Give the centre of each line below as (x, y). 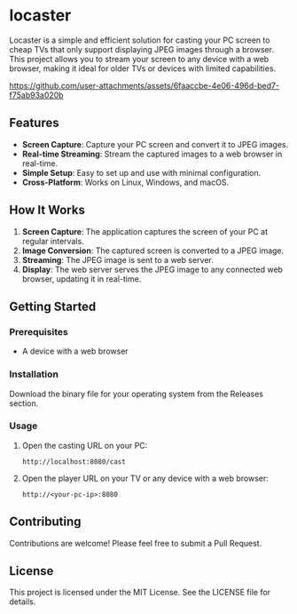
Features (34, 123)
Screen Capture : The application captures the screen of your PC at (145, 231)
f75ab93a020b (36, 95)
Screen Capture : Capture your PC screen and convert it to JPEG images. (155, 144)
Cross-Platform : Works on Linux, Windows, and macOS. (125, 182)
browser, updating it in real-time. (82, 279)
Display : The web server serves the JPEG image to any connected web (152, 269)
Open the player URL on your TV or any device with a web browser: (145, 478)
